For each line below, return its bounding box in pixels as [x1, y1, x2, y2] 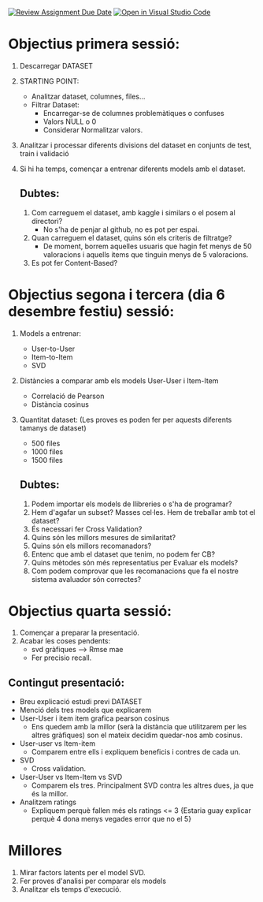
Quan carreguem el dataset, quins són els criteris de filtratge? [31, 233, 232, 242]
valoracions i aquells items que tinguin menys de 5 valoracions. [43, 249, 249, 259]
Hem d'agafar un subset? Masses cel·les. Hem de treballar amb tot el [31, 507, 256, 516]
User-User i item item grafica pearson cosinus [19, 714, 170, 723]
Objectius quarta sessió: [8, 602, 172, 620]
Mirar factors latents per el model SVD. [19, 868, 146, 878]
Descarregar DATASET [19, 61, 93, 70]
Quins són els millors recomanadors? [31, 541, 152, 550]
